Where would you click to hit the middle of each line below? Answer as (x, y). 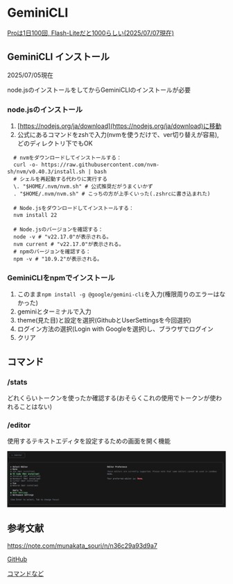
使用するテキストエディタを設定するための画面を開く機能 (89, 441)
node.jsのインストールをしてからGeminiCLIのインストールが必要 (99, 90)
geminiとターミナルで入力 (54, 311)
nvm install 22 (35, 216)
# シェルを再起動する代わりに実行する (60, 179)
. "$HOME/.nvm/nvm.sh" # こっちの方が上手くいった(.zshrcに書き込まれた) (112, 194)
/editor (19, 425)
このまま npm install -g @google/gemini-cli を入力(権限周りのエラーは (118, 294)
